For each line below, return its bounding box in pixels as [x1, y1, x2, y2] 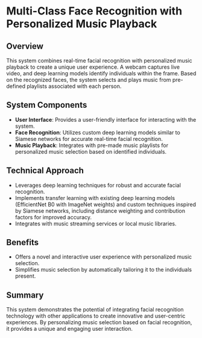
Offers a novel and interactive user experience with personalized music [14, 253, 192, 260]
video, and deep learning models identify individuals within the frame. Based [6, 70, 197, 77]
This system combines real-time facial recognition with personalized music [6, 57, 192, 64]
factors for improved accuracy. [14, 213, 92, 221]
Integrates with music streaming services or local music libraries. [14, 220, 177, 227]
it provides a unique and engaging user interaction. [6, 325, 133, 333]
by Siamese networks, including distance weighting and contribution [14, 207, 186, 214]
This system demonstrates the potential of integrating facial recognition [6, 306, 184, 313]
